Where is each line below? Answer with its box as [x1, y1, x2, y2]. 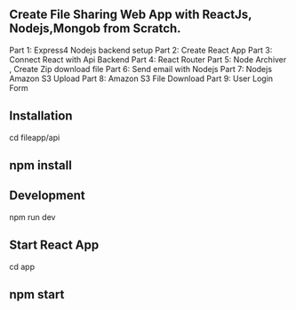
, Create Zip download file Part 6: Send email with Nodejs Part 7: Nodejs [9, 63, 273, 74]
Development [9, 188, 86, 203]
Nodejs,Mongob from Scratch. [9, 21, 181, 37]
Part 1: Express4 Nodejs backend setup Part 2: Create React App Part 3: [9, 45, 273, 55]
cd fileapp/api [9, 132, 60, 143]
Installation [9, 109, 73, 124]
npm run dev [9, 211, 56, 222]
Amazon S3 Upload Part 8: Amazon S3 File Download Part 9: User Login [9, 73, 274, 84]
